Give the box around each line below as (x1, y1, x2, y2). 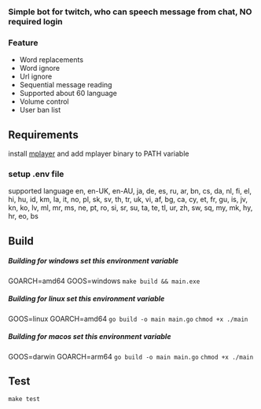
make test (8, 396, 41, 403)
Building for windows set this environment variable (8, 256, 179, 266)
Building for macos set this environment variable (8, 332, 171, 341)
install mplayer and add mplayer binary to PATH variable (8, 149, 189, 159)
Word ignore (19, 64, 61, 73)
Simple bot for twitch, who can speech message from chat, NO (8, 6, 252, 17)
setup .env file (8, 168, 64, 179)
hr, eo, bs (8, 212, 39, 221)
